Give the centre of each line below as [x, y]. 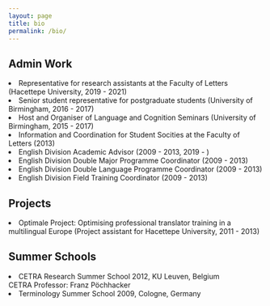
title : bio [27, 23]
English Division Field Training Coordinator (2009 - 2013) [114, 178]
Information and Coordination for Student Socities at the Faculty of [129, 135]
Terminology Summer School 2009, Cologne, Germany [110, 293]
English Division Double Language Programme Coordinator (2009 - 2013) [141, 169]
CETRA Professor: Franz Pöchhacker [70, 285]
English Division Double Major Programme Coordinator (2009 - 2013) [134, 161]
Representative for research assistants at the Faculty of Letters [124, 83]
